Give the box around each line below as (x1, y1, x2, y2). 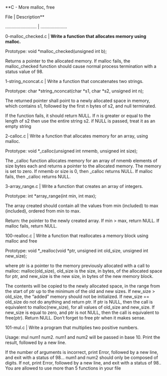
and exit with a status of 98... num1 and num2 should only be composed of (5, 354, 159, 360)
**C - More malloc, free (5, 4, 55, 10)
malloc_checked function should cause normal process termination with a (5, 63, 157, 69)
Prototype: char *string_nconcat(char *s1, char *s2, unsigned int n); (5, 88, 144, 94)
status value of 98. (5, 68, 44, 74)
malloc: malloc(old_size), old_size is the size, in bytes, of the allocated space (5, 268, 163, 274)
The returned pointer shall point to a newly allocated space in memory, (5, 97, 151, 103)
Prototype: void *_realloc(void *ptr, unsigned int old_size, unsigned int (5, 247, 149, 253)
